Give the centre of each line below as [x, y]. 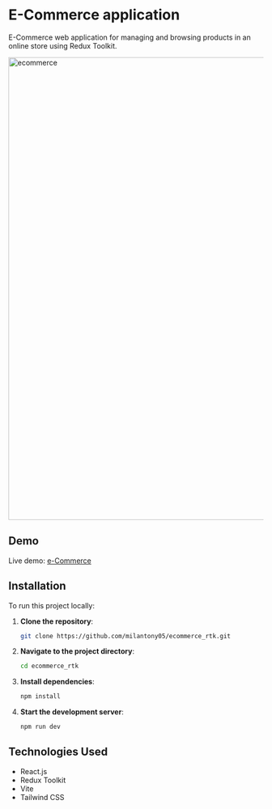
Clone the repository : [57, 621]
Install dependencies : [57, 682]
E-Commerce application [94, 15]
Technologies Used [58, 752]
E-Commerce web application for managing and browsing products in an [130, 37]
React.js [34, 771]
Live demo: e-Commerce [50, 561]
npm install [40, 697]
